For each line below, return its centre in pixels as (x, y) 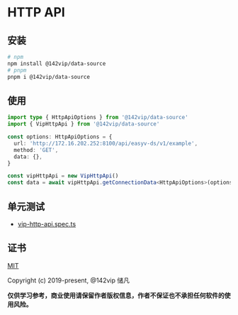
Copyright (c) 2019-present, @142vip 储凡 (68, 280)
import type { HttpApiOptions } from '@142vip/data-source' (98, 118)
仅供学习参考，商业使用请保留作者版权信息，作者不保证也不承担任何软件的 (116, 295)
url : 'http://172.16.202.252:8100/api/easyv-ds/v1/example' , (106, 143)
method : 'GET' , (36, 150)
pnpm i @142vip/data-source (49, 77)
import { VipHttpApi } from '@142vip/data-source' (84, 124)
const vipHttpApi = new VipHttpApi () (63, 176)
